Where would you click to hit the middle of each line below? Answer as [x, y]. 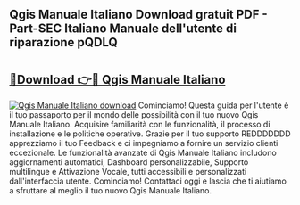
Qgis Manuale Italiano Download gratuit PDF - [138, 15]
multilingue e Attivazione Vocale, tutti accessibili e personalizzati [128, 172]
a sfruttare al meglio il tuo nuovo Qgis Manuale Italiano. [111, 190]
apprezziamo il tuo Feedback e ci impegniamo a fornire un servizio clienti [144, 143]
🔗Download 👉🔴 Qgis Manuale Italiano [117, 79]
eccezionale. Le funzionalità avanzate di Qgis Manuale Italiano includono [143, 152]
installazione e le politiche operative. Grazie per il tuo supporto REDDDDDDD [150, 134]
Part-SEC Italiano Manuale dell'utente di [123, 29]
